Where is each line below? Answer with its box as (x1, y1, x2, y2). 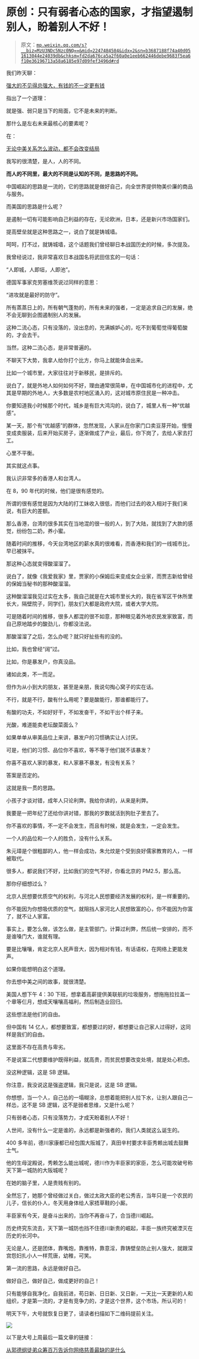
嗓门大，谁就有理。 (16, 933, 63, 940)
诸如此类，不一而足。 (6, 671, 58, 678)
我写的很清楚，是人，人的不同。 (6, 157, 84, 165)
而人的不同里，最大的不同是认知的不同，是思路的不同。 (6, 170, 141, 177)
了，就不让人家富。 (6, 912, 53, 919)
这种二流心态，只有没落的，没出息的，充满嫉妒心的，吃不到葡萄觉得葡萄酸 (6, 324, 188, 331)
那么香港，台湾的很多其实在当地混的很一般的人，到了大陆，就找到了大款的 (6, 520, 188, 527)
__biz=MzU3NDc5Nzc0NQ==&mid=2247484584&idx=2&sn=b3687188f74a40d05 (20, 48, 191, 53)
